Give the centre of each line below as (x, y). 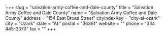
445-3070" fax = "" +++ (31, 29)
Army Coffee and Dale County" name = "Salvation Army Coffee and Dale (81, 13)
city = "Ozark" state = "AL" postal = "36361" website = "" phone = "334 (80, 23)
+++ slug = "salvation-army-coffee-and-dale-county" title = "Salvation (79, 7)
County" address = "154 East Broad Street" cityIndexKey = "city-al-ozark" (82, 18)
